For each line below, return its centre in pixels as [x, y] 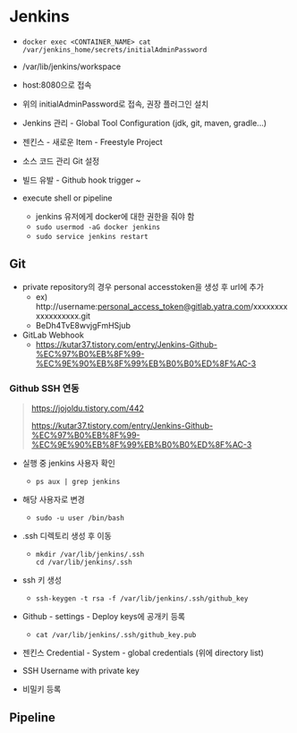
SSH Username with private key [81, 671]
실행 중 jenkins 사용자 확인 [69, 464]
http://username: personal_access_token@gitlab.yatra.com [143, 306]
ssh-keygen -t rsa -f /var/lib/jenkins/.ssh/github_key [142, 599]
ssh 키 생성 [42, 580]
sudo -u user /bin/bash [80, 518]
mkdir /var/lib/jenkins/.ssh [90, 555]
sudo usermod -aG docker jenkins [98, 227]
